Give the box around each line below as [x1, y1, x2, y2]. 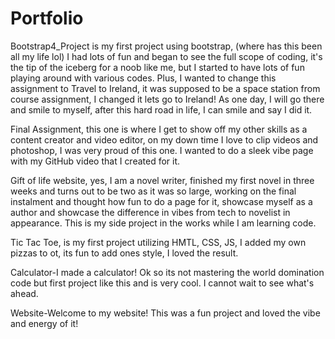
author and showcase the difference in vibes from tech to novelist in [10, 206, 291, 218]
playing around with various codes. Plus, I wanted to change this [10, 72, 277, 84]
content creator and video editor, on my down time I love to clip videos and [10, 133, 319, 146]
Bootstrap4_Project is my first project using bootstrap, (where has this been [10, 40, 323, 52]
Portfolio [10, 7, 84, 30]
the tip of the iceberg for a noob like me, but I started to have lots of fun [10, 61, 305, 73]
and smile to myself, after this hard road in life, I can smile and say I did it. [10, 103, 313, 116]
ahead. [10, 287, 39, 299]
